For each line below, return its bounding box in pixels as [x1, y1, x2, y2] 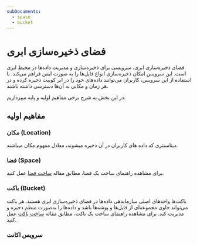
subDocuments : [6, 8, 42, 15]
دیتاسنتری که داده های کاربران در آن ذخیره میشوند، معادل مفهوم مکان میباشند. [6, 142, 178, 149]
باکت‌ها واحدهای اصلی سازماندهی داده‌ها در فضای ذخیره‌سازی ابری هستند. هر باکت [6, 197, 186, 205]
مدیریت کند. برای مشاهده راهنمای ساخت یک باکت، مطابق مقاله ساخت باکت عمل [6, 210, 184, 217]
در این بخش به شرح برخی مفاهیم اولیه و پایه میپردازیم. [6, 94, 125, 101]
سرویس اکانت [6, 230, 43, 239]
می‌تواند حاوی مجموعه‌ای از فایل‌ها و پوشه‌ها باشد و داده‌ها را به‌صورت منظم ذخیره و [6, 203, 188, 211]
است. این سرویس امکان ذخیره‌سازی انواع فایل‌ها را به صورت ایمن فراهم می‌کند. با [6, 70, 186, 77]
